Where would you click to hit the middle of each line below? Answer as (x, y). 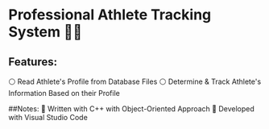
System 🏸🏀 (46, 32)
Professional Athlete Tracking (110, 15)
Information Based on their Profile (64, 93)
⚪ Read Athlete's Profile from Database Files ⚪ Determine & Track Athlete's (135, 81)
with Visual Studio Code (48, 117)
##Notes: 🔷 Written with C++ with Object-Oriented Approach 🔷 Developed (132, 109)
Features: (33, 62)
